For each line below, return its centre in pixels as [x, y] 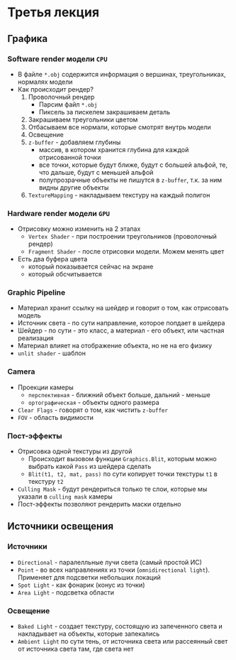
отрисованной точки [70, 157]
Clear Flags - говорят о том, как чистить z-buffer [93, 410]
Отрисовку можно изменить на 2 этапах [79, 229]
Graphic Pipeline [36, 293]
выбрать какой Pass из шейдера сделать [90, 467]
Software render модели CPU [57, 59]
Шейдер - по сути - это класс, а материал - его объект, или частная [121, 330]
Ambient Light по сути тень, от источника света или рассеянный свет [123, 642]
